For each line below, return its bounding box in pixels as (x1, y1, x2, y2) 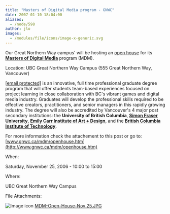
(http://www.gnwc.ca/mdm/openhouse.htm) (5, 144, 98, 150)
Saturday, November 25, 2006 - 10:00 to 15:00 (5, 163, 103, 169)
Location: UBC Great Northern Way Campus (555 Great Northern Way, (5, 64, 152, 71)
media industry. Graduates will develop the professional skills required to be (5, 96, 164, 102)
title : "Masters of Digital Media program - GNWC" (5, 7, 115, 13)
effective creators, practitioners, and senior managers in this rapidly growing (5, 101, 165, 108)
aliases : (5, 17, 24, 22)
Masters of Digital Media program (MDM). (5, 55, 94, 61)
